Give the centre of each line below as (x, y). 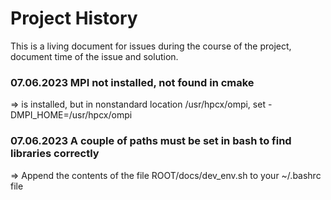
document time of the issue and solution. (94, 56)
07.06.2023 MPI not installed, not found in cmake (132, 82)
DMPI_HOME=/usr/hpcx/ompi (71, 115)
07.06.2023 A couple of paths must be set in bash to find (151, 141)
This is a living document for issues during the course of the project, (151, 46)
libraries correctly (55, 154)
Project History (74, 18)
